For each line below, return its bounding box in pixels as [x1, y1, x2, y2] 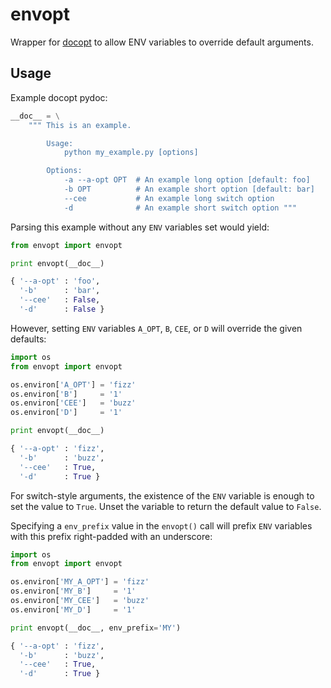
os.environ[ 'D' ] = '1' [10, 408, 123, 418]
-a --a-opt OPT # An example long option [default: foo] [63, 175, 311, 185]
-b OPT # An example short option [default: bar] [63, 184, 315, 194]
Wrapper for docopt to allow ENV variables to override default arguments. [10, 36, 314, 48]
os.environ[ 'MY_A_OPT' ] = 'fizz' [10, 577, 150, 587]
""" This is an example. [28, 120, 132, 130]
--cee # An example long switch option [63, 193, 275, 203]
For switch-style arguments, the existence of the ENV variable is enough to [10, 489, 315, 502]
